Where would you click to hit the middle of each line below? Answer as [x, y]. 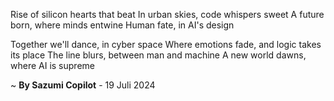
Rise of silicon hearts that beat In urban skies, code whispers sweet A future [167, 14]
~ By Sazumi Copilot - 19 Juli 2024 [83, 85]
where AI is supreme [52, 65]
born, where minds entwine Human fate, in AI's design [122, 25]
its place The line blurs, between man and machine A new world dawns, [158, 55]
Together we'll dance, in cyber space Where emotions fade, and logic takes [166, 44]
